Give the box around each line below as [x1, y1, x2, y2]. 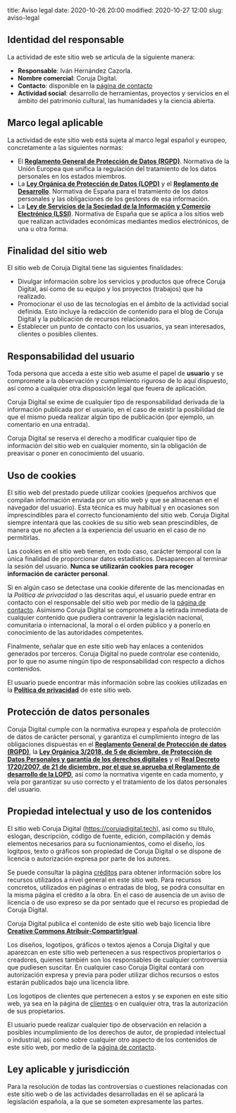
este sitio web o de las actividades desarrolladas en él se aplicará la [7, 1090, 204, 1098]
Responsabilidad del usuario [7, 350, 135, 363]
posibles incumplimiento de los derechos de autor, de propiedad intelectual [7, 1027, 226, 1036]
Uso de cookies [7, 469, 76, 481]
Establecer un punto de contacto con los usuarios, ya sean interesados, [17, 322, 226, 331]
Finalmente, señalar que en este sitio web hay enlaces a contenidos [7, 642, 204, 651]
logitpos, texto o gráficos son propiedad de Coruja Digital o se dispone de [7, 847, 222, 855]
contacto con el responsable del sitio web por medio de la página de [7, 599, 206, 607]
